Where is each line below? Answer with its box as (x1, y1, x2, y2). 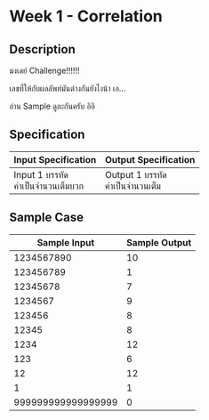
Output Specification (105, 153, 196, 166)
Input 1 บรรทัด (13, 168, 68, 181)
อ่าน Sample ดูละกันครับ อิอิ (9, 101, 95, 111)
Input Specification (13, 153, 97, 166)
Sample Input (36, 236, 95, 248)
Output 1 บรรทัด (105, 168, 167, 181)
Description (9, 42, 76, 57)
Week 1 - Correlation (9, 6, 163, 27)
